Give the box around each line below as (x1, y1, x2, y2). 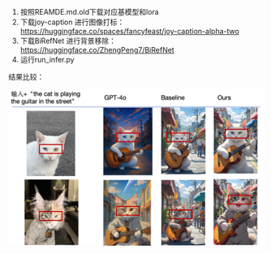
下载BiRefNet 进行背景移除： (19, 36, 116, 45)
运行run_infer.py (19, 55, 75, 64)
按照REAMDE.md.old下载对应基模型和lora (19, 7, 160, 16)
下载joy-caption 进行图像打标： (19, 17, 125, 27)
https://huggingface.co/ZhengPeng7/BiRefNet (19, 45, 174, 54)
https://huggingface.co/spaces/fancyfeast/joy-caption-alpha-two (19, 27, 239, 36)
